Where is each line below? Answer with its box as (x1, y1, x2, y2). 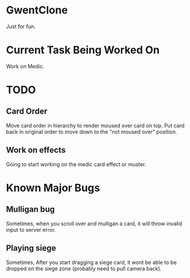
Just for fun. (6, 23, 36, 30)
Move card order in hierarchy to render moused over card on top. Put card (6, 122, 185, 129)
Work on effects (6, 145, 66, 155)
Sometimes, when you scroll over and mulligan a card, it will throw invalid (6, 220, 182, 227)
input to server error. (6, 226, 56, 233)
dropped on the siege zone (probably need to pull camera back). (6, 265, 162, 272)
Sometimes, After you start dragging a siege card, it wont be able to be (6, 259, 177, 266)
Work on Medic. (6, 63, 44, 70)
